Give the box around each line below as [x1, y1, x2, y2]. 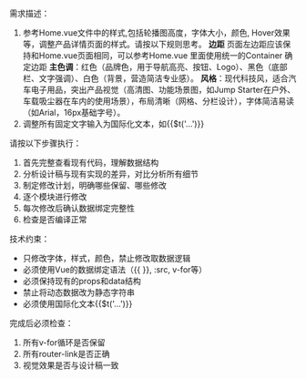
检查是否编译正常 [22, 214, 87, 225]
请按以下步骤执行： [9, 138, 82, 149]
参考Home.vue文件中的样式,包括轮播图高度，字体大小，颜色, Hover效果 [22, 27, 291, 38]
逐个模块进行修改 [22, 191, 87, 202]
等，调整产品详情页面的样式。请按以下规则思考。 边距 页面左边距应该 [22, 39, 283, 49]
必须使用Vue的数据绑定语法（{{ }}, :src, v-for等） [22, 264, 208, 275]
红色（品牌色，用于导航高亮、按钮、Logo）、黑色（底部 [80, 62, 289, 72]
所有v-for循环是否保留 [22, 337, 106, 348]
